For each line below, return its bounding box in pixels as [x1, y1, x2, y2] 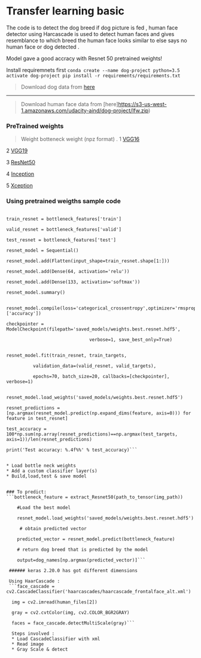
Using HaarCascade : [8, 578, 60, 584]
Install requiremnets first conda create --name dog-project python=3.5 [6, 66, 181, 73]
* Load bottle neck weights [6, 462, 77, 468]
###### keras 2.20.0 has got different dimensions [8, 567, 138, 573]
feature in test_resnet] [6, 415, 68, 421]
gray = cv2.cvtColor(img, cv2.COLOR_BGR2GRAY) [11, 609, 130, 615]
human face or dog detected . [6, 43, 80, 50]
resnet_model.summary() [6, 289, 66, 295]
